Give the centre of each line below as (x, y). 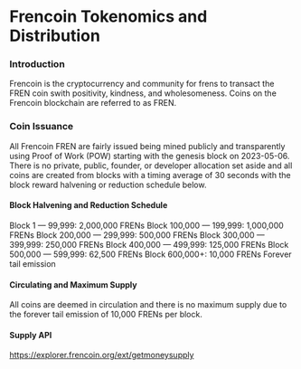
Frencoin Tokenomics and (108, 17)
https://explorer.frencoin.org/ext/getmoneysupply (102, 355)
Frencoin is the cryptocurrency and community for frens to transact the (142, 84)
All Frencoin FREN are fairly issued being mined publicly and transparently (147, 146)
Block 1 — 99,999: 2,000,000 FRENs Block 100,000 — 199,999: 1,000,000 (147, 225)
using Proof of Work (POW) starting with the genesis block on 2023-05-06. (150, 156)
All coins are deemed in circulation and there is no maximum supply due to (148, 305)
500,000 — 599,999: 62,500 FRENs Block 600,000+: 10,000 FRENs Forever (150, 254)
